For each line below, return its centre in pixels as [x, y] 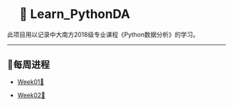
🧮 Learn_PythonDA [75, 14]
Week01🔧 [31, 82]
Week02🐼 [31, 95]
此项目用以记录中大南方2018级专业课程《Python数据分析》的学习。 [103, 34]
